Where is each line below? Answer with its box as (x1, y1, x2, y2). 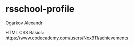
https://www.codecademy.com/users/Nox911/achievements (5, 35, 129, 41)
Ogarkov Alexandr (5, 20, 43, 26)
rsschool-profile (5, 3, 75, 15)
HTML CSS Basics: (5, 29, 44, 35)
